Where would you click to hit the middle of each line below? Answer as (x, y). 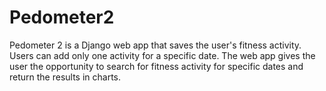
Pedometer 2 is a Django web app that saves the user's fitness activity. (155, 45)
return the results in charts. (65, 77)
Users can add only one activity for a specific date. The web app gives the (162, 55)
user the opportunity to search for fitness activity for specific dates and (156, 66)
